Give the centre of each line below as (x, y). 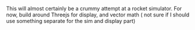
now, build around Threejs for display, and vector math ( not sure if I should (98, 15)
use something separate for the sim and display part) (71, 21)
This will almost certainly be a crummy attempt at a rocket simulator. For (94, 9)
